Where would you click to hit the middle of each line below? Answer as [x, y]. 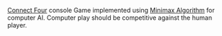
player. [17, 25]
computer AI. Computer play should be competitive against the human [110, 18]
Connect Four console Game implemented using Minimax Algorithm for [111, 10]
